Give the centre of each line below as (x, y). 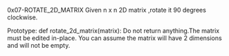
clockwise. (22, 17)
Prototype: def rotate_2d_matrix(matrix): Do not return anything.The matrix (113, 31)
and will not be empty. (39, 45)
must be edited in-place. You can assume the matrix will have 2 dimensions (115, 38)
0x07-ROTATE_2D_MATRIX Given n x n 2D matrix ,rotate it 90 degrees (107, 10)
